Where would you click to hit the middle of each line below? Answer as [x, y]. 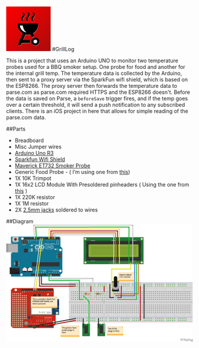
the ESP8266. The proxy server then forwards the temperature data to [92, 86]
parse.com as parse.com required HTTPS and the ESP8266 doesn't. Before [98, 92]
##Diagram [20, 221]
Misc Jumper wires [38, 147]
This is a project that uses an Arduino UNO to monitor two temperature [92, 61]
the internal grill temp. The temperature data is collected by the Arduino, [94, 73]
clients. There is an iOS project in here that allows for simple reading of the [97, 111]
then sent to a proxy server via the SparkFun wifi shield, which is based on [97, 80]
